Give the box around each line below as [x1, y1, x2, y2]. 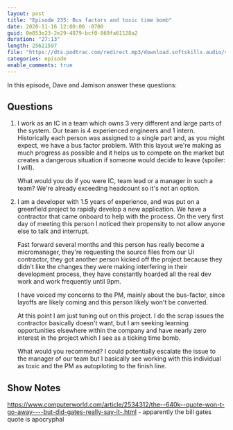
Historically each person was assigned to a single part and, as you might [17, 134, 225, 142]
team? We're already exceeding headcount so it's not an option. [17, 184, 200, 193]
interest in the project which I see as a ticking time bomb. [17, 334, 181, 342]
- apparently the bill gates [138, 408, 212, 416]
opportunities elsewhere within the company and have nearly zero [17, 327, 207, 335]
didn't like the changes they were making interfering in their [17, 263, 188, 271]
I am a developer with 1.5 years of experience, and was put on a [17, 198, 200, 206]
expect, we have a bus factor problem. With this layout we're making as [17, 141, 222, 150]
